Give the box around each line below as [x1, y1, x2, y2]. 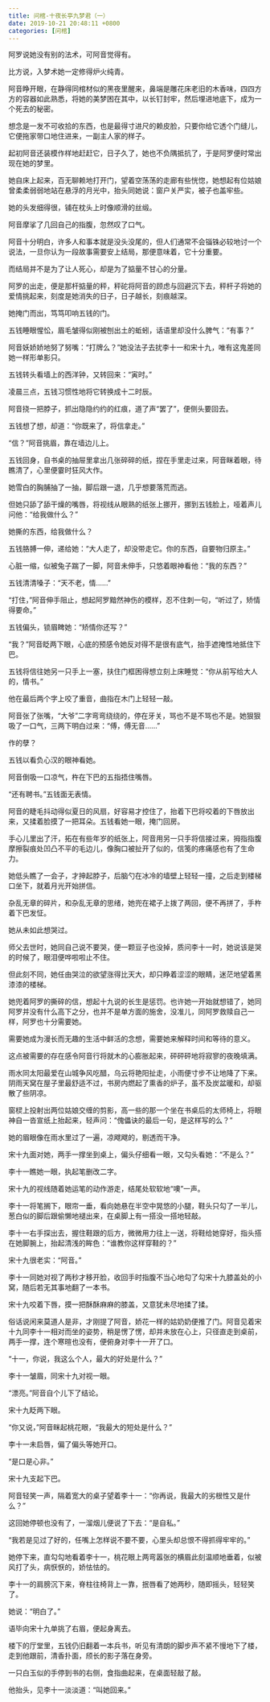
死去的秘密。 [14, 104, 58, 114]
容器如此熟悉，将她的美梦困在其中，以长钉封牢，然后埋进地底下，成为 [22, 94, 255, 104]
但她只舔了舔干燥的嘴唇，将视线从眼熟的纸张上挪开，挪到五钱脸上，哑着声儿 [8, 500, 262, 510]
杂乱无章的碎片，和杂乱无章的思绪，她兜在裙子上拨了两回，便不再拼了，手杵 [8, 899, 262, 908]
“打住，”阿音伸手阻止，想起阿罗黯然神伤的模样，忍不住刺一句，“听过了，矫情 [8, 595, 261, 605]
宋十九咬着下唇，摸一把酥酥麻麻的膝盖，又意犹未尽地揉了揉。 [8, 1299, 213, 1309]
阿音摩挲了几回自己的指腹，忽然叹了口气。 [8, 220, 149, 229]
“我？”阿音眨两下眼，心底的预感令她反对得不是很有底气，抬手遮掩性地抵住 [8, 639, 255, 649]
